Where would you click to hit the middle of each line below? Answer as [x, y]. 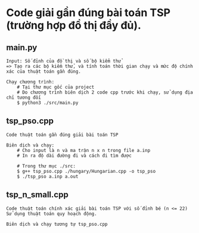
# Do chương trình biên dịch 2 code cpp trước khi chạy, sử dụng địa [105, 92]
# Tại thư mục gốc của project [56, 87]
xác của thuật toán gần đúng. [44, 72]
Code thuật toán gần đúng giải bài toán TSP [62, 135]
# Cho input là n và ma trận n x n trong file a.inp [84, 150]
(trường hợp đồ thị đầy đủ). [74, 25]
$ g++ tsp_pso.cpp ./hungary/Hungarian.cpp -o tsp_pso [86, 171]
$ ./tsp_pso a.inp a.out [48, 176]
